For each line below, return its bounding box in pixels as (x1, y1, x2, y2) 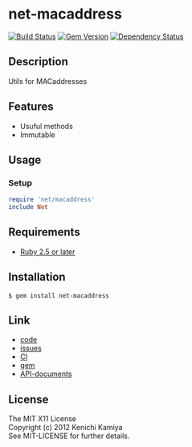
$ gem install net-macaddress (8, 291, 110, 299)
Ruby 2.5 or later (19, 247, 76, 257)
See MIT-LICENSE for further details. (8, 431, 130, 441)
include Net (8, 203, 48, 211)
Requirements (8, 225, 80, 239)
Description (8, 55, 68, 69)
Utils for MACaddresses (8, 76, 88, 86)
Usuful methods (19, 121, 74, 131)
